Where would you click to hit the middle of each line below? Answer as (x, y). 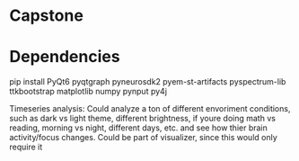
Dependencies (65, 57)
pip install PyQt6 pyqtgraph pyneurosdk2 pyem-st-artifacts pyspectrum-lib (148, 82)
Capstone (46, 16)
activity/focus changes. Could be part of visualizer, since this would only (144, 138)
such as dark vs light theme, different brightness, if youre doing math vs (143, 119)
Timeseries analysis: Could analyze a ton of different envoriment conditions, (150, 109)
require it (26, 147)
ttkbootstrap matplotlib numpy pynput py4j (88, 92)
